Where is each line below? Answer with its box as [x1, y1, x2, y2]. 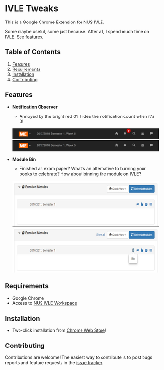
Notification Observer [12, 104, 58, 110]
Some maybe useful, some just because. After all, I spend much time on [5, 28, 150, 34]
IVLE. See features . [5, 34, 44, 40]
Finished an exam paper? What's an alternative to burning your [19, 165, 146, 171]
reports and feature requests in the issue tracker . [5, 360, 103, 366]
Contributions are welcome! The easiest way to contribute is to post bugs [5, 354, 153, 360]
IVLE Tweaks [5, 3, 59, 14]
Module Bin [12, 156, 36, 162]
